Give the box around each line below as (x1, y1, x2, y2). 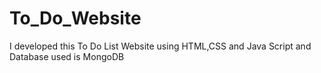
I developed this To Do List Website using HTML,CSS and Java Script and (9, 40, 312, 52)
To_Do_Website (9, 7, 142, 30)
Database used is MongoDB (9, 50, 125, 62)
